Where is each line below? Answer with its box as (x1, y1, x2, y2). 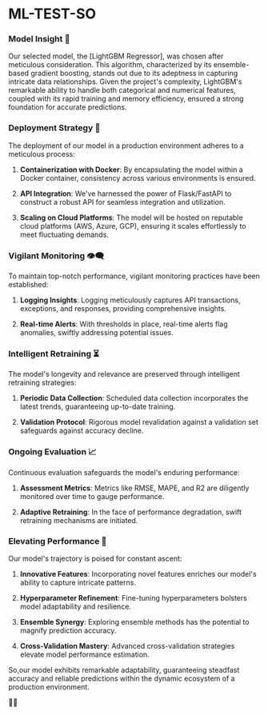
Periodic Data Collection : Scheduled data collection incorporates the (19, 393, 249, 403)
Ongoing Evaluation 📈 (8, 446, 98, 457)
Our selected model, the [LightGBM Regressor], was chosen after (8, 51, 224, 61)
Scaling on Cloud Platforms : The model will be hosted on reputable (19, 213, 243, 222)
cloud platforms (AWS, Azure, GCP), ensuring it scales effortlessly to (19, 221, 246, 230)
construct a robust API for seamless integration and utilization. (19, 197, 226, 206)
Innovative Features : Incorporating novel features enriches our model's (19, 569, 258, 578)
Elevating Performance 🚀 (8, 535, 107, 546)
